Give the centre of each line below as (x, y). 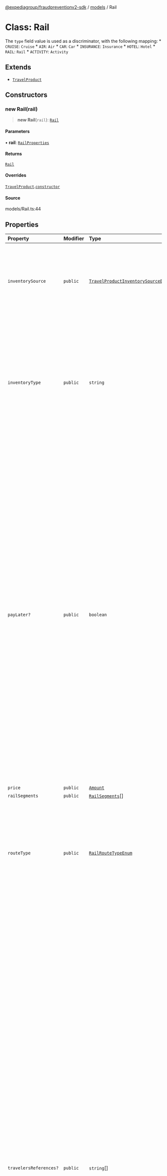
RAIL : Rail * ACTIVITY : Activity (37, 51)
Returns (14, 154)
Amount (96, 788)
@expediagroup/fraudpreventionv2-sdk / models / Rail (61, 7)
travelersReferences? (33, 1168)
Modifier (74, 238)
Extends (18, 67)
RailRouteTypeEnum (111, 853)
